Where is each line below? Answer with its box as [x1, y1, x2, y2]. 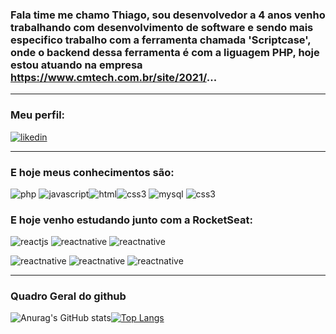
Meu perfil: [10, 108, 66, 122]
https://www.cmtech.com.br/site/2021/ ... [10, 70, 218, 84]
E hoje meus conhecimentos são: [10, 165, 175, 179]
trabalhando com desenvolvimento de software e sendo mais [10, 20, 314, 34]
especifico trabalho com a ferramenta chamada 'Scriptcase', [10, 33, 312, 47]
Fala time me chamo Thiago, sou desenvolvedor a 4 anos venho [10, 8, 326, 22]
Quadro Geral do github [10, 289, 127, 303]
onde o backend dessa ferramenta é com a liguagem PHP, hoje [10, 45, 320, 59]
